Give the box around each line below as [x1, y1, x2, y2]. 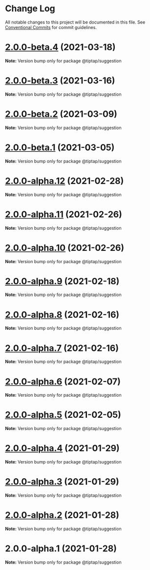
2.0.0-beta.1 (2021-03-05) [5, 142, 115, 153]
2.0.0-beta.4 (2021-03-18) [5, 42, 116, 53]
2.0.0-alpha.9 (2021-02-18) [5, 275, 120, 287]
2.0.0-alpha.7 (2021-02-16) [5, 342, 119, 353]
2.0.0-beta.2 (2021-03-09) [5, 109, 117, 119]
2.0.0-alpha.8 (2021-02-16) [5, 309, 120, 320]
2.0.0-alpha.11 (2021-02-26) [5, 209, 122, 220]
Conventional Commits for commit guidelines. [5, 24, 97, 30]
